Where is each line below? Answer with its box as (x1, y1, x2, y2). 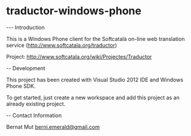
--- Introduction (6, 24, 45, 31)
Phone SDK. (6, 82, 36, 90)
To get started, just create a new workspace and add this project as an (6, 94, 180, 101)
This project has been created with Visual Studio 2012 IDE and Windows (6, 76, 184, 83)
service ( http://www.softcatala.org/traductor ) (6, 42, 118, 49)
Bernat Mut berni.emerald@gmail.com (6, 123, 100, 130)
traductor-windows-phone (6, 4, 141, 18)
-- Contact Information (6, 112, 62, 119)
